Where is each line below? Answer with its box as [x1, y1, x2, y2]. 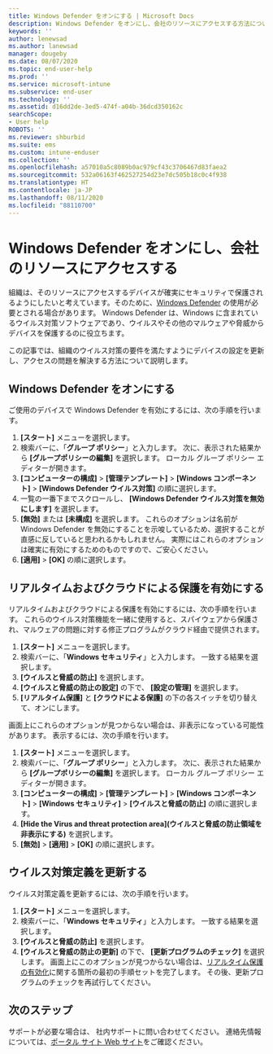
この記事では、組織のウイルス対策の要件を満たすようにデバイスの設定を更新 [8, 345, 265, 355]
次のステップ [8, 1003, 73, 1017]
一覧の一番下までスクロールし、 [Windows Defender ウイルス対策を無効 [19, 494, 265, 503]
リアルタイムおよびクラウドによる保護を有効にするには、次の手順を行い [8, 604, 250, 614]
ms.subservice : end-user [8, 87, 93, 96]
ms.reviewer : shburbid [8, 133, 85, 141]
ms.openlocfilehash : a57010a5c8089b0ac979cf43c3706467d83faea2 [8, 164, 227, 172]
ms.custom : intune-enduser [8, 148, 100, 156]
